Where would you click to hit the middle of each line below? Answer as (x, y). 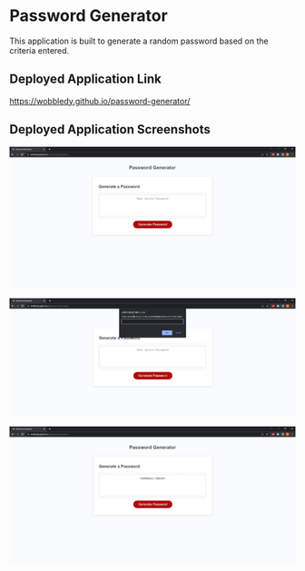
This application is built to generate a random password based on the (139, 41)
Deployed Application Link (85, 79)
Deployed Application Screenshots (110, 129)
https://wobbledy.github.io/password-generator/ (100, 101)
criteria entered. (39, 50)
